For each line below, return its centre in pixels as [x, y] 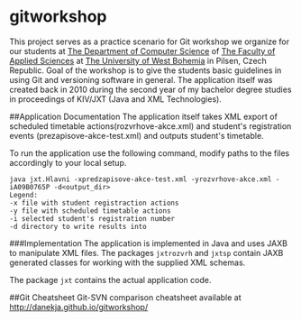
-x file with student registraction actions [94, 203]
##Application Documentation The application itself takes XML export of [143, 116]
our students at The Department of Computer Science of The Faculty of [142, 50]
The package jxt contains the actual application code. [110, 280]
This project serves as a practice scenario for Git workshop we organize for [150, 41]
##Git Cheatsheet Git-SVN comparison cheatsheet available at [125, 297]
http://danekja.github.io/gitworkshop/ [79, 307]
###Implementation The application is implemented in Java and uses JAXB [149, 243]
